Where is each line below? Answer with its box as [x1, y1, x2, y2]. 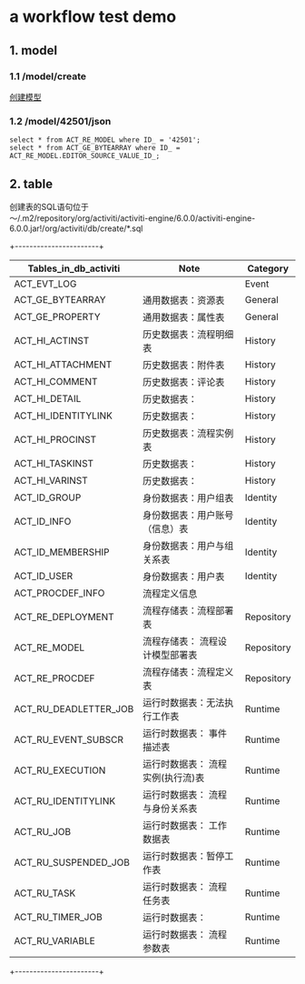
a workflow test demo [9, 6, 177, 27]
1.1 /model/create [9, 70, 86, 83]
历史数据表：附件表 [142, 358, 225, 371]
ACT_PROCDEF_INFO [14, 587, 105, 599]
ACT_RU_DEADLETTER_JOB [14, 702, 134, 715]
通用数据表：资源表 [142, 294, 225, 306]
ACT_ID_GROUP [14, 491, 82, 504]
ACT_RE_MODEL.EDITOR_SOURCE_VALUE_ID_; [9, 152, 161, 161]
